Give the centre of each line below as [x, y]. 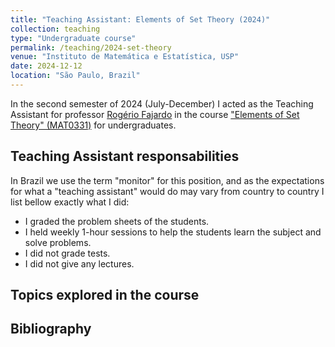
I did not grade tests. [67, 253]
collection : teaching [55, 29]
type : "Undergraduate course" [73, 38]
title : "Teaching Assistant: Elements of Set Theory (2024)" [140, 19]
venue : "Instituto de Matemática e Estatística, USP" [125, 57]
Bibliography [51, 329]
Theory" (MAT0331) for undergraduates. [93, 125]
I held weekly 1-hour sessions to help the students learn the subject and [173, 232]
